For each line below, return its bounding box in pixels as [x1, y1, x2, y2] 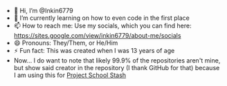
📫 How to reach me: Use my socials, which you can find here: [13, 21, 192, 30]
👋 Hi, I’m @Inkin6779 [13, 7, 74, 14]
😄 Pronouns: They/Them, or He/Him [13, 39, 118, 47]
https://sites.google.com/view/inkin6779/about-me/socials [13, 32, 181, 39]
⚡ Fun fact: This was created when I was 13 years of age [13, 47, 175, 54]
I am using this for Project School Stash [13, 71, 127, 79]
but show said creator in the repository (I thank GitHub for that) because [13, 64, 220, 72]
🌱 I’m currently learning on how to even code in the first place [13, 14, 190, 22]
